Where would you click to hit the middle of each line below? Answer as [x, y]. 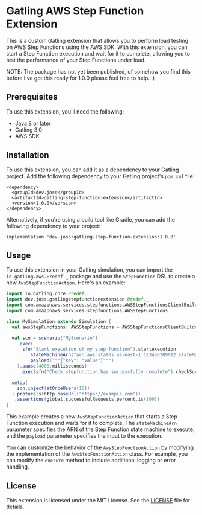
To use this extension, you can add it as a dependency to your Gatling [93, 170]
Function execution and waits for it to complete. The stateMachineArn [92, 423]
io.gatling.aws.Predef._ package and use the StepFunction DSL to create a [101, 277]
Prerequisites [32, 97]
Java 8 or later [33, 123]
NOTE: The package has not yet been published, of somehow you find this [98, 71]
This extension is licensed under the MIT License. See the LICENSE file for [98, 500]
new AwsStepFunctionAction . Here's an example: [66, 283]
